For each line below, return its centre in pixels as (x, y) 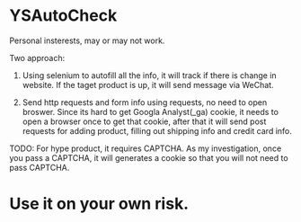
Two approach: (37, 58)
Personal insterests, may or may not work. (87, 40)
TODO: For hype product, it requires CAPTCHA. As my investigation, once (146, 148)
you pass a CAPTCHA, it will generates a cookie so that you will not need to (149, 157)
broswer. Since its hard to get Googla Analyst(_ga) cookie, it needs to (150, 111)
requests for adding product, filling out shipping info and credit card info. (157, 130)
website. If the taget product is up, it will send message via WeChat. (148, 84)
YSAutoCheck (63, 16)
